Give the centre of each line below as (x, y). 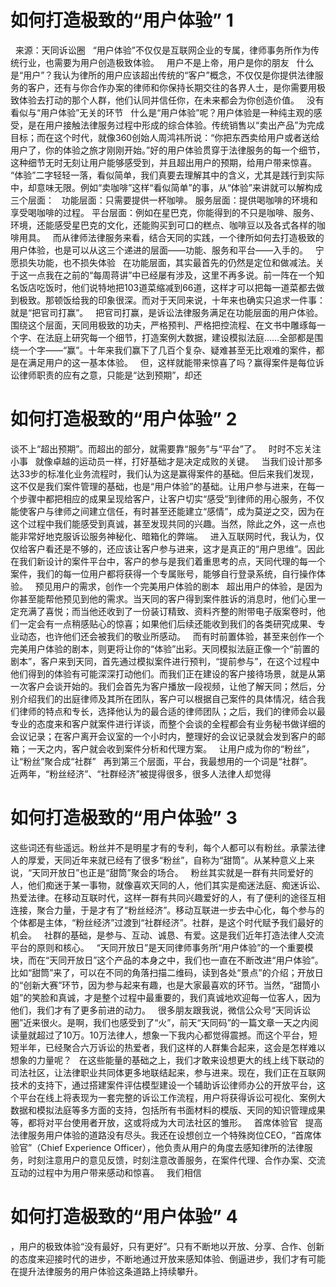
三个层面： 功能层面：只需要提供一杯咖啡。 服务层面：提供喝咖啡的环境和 (164, 200)
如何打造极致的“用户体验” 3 (124, 818)
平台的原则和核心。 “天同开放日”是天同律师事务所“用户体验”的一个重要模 (162, 947)
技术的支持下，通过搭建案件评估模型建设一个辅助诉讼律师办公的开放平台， (163, 1085)
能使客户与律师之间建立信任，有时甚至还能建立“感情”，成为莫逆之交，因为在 (167, 511)
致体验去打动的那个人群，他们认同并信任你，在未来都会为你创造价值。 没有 (167, 100)
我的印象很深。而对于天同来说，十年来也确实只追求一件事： (202, 300)
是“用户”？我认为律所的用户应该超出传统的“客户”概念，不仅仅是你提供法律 (162, 75)
